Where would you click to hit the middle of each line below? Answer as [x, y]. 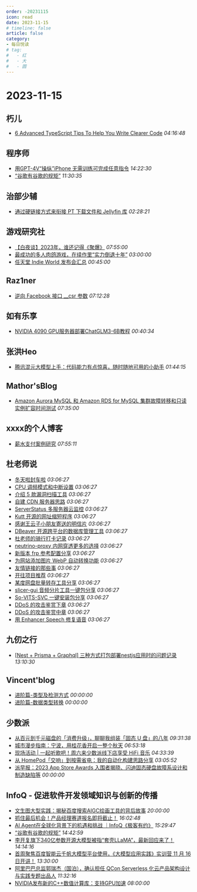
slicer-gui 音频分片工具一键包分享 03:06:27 [67, 590]
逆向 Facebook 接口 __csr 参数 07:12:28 [62, 296]
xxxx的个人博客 [34, 429]
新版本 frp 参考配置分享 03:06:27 [55, 553]
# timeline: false [29, 28]
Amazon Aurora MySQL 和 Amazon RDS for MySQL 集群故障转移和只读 [101, 401]
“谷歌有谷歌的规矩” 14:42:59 [49, 832]
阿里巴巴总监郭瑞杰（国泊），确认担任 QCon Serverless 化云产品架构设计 [102, 868]
